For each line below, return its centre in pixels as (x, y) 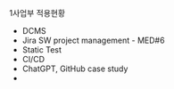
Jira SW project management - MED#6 (93, 40)
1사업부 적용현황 (37, 13)
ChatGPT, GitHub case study (75, 69)
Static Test (42, 50)
